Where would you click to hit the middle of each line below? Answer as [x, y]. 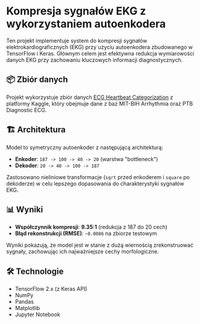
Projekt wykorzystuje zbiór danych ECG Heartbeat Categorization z [90, 97]
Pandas [24, 302]
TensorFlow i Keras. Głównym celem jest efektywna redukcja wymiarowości [100, 53]
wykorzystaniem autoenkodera [86, 24]
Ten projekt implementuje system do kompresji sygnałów [77, 40]
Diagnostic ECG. [27, 110]
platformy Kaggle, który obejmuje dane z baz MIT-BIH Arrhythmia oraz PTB [100, 103]
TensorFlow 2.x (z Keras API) [51, 289]
